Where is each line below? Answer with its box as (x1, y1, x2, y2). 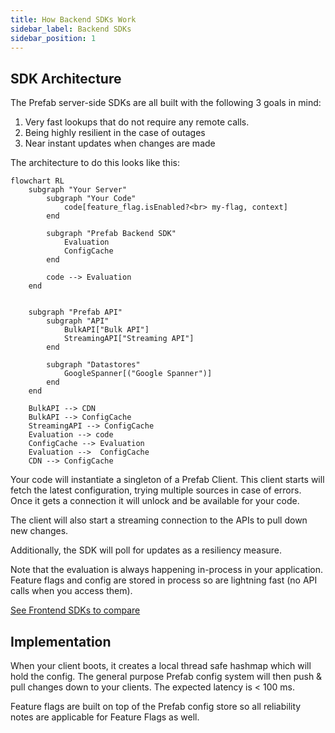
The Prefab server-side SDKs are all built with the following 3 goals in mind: (10, 97, 322, 109)
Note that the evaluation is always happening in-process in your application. (10, 564, 324, 576)
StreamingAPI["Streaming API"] (63, 334, 195, 344)
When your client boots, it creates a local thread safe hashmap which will (10, 660, 312, 671)
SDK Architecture (10, 70, 122, 87)
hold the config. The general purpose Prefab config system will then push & (10, 671, 323, 682)
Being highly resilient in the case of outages (24, 127, 206, 139)
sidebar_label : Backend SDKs (10, 24, 132, 34)
